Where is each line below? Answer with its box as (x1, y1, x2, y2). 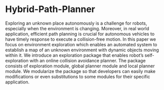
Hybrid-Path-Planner (5, 4, 96, 15)
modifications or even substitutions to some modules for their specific (5, 73, 150, 79)
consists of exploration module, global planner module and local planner (5, 63, 155, 69)
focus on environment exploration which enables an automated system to (5, 41, 157, 47)
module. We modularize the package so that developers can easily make (5, 68, 156, 74)
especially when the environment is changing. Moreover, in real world (5, 25, 149, 31)
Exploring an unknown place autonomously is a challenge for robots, (5, 20, 147, 26)
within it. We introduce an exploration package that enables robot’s (5, 52, 144, 58)
